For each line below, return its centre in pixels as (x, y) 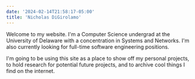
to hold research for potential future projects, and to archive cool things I (96, 64)
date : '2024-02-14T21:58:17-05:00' (51, 12)
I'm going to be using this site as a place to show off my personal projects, (98, 58)
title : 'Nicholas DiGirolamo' (44, 17)
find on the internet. (31, 71)
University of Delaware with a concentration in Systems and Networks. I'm (98, 40)
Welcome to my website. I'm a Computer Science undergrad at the (88, 34)
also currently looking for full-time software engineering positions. (88, 47)
